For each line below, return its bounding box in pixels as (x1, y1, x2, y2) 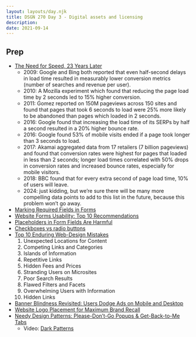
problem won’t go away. (23, 200, 82, 207)
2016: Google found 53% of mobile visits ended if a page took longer (23, 131, 191, 138)
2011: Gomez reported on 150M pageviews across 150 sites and (23, 100, 177, 107)
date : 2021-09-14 (6, 25, 49, 31)
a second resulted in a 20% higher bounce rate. (23, 125, 139, 132)
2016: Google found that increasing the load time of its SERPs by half (23, 119, 190, 126)
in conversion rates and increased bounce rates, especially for (23, 162, 175, 169)
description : (6, 19, 38, 25)
